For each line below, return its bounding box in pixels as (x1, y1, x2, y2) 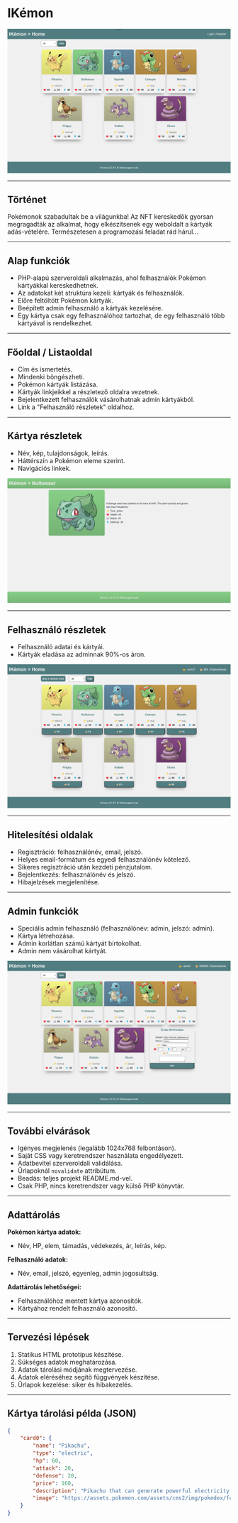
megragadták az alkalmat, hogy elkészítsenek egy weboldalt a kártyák (7, 220, 212, 229)
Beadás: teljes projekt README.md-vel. (17, 1174, 133, 1183)
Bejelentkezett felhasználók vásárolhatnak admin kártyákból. (17, 396, 195, 404)
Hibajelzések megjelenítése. (17, 878, 100, 887)
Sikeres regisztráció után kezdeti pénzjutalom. (17, 863, 153, 872)
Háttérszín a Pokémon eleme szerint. (17, 456, 125, 465)
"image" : (33, 1495, 59, 1502)
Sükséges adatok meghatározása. (17, 1357, 117, 1366)
